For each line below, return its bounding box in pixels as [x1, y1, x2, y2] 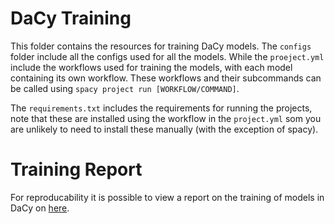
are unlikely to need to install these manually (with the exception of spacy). [10, 123, 319, 135]
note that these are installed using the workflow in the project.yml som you [10, 112, 322, 124]
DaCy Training [10, 7, 132, 30]
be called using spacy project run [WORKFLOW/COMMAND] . [10, 82, 240, 94]
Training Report [10, 158, 143, 181]
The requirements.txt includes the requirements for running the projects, [10, 102, 313, 114]
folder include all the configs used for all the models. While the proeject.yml [10, 50, 325, 62]
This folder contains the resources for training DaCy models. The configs [10, 40, 312, 52]
